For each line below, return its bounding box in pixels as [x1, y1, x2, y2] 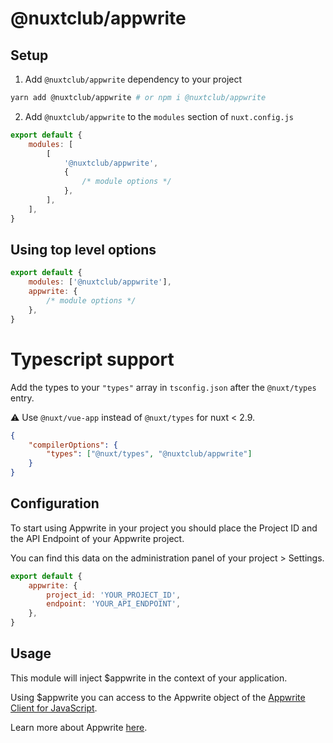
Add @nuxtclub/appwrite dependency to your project [24, 73, 243, 85]
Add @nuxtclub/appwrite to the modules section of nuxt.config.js [24, 110, 295, 122]
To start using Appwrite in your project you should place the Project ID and [10, 522, 318, 534]
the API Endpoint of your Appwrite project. [10, 532, 185, 544]
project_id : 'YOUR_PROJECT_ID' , [46, 590, 182, 600]
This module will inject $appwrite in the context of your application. [10, 672, 288, 684]
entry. [10, 392, 35, 404]
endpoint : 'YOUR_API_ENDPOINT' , [46, 599, 182, 609]
